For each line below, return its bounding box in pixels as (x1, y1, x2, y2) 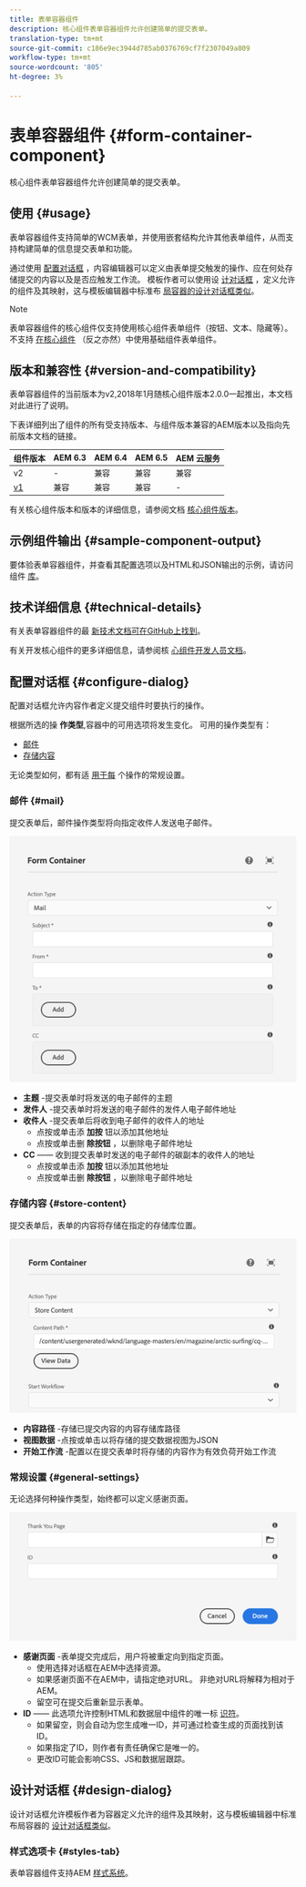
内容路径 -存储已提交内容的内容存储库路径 (22, 1422, 181, 1434)
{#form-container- (108, 125, 253, 146)
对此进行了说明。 (9, 400, 74, 411)
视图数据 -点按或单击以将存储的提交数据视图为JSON (22, 1434, 219, 1445)
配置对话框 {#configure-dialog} (9, 674, 189, 690)
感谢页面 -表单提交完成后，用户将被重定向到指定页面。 (22, 1650, 229, 1662)
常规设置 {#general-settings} (9, 1471, 140, 1483)
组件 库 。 (9, 570, 44, 581)
